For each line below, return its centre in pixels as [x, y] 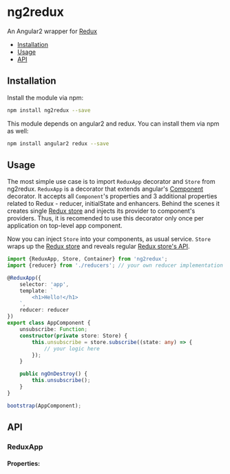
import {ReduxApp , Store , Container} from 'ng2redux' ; [87, 259]
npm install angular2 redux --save [58, 143]
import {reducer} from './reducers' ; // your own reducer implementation [115, 266]
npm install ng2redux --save [49, 110]
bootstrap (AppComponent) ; [44, 406]
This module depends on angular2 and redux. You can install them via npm [113, 123]
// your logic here [72, 349]
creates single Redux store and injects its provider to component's [101, 211]
